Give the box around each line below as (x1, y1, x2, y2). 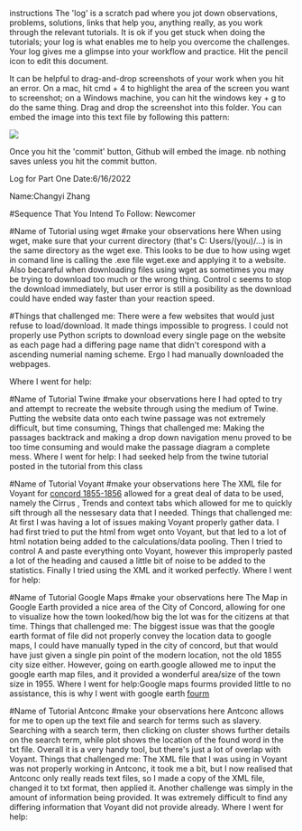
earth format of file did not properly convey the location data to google (9, 630, 272, 641)
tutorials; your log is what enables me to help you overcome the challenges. (9, 36, 290, 47)
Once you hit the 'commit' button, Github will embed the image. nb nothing (9, 146, 287, 156)
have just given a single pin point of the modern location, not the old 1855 (9, 650, 282, 660)
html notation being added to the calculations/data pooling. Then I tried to (9, 536, 283, 546)
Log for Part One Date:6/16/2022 (9, 174, 132, 184)
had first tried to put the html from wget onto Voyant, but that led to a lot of (9, 526, 287, 537)
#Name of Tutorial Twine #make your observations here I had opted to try (9, 393, 282, 404)
